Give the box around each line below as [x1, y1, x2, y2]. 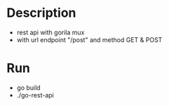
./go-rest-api [16, 91, 54, 99]
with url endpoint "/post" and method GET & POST [16, 35, 163, 44]
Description [6, 5, 76, 21]
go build [16, 83, 41, 92]
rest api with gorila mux [16, 28, 85, 37]
